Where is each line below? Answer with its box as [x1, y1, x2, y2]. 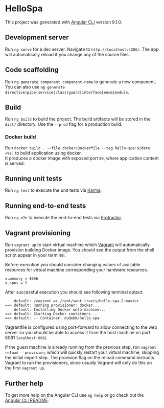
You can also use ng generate [5, 84, 65, 90]
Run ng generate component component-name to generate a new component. [5, 79, 157, 85]
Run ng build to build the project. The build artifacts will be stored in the [5, 116, 151, 122]
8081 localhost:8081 [5, 335, 47, 340]
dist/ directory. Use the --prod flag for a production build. [5, 121, 122, 127]
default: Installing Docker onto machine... [14, 307, 106, 312]
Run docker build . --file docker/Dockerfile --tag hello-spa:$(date [5, 145, 150, 151]
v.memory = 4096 [5, 276, 38, 281]
